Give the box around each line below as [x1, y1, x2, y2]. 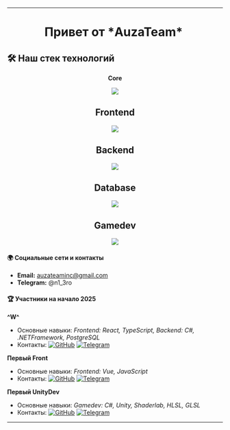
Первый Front [7, 354, 48, 362]
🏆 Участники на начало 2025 [7, 295, 97, 303]
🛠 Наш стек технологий [7, 52, 115, 64]
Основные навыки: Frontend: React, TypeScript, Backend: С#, [16, 326, 195, 334]
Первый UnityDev [7, 387, 60, 396]
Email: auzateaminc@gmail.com [16, 272, 108, 280]
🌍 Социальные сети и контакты [7, 253, 104, 261]
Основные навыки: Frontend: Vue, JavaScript [16, 367, 149, 375]
